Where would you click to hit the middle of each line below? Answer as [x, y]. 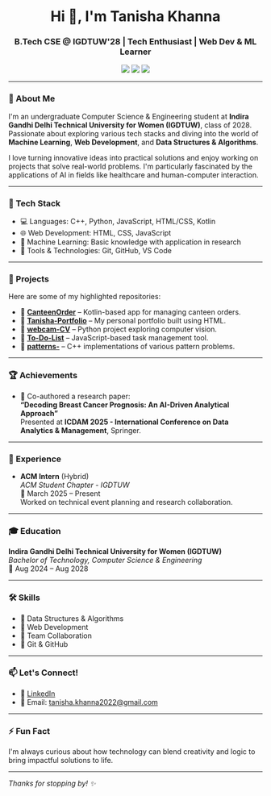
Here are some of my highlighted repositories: [85, 297]
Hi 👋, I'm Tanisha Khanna [135, 17]
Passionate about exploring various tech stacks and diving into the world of [133, 133]
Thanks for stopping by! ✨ [52, 783]
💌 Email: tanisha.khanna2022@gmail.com [89, 702]
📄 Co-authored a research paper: [75, 396]
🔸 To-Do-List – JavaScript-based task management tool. [114, 338]
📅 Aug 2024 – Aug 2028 [48, 569]
